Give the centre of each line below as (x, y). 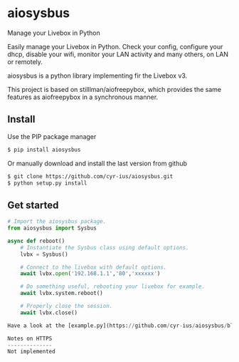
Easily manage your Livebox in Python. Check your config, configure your (115, 46)
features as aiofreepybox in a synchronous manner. (83, 97)
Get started (33, 205)
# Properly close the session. (67, 306)
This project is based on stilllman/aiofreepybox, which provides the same (115, 89)
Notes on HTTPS (30, 338)
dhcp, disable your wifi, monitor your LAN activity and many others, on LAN (118, 54)
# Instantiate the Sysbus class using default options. (105, 247)
